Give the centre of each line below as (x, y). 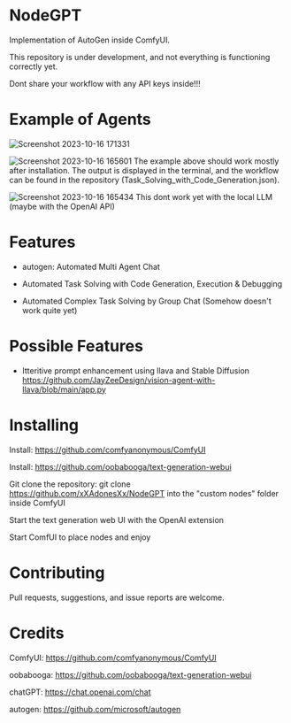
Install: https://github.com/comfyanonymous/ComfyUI (107, 450)
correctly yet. (34, 66)
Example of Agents (80, 119)
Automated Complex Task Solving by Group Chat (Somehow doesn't (146, 301)
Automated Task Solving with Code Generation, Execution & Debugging (152, 283)
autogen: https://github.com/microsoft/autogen (95, 709)
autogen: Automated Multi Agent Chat (91, 266)
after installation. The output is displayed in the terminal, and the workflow (144, 170)
